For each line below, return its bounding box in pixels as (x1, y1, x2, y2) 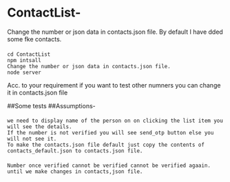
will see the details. (7, 123, 72, 130)
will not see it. (7, 136, 57, 143)
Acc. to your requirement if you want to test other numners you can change (7, 81, 221, 89)
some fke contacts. (7, 34, 62, 43)
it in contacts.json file (7, 88, 68, 97)
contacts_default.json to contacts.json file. (7, 148, 143, 154)
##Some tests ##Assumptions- (7, 101, 96, 110)
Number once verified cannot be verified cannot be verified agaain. (7, 162, 211, 169)
